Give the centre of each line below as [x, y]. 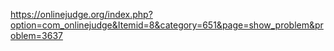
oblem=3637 [36, 35]
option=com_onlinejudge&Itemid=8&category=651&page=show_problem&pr [167, 25]
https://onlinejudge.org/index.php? [81, 14]
